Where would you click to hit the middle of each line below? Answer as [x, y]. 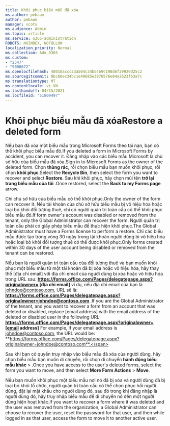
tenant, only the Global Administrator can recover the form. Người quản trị [82, 220]
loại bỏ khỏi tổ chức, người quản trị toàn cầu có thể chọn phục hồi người [81, 386]
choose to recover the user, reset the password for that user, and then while [85, 413]
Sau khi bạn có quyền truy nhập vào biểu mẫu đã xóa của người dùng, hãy [83, 354]
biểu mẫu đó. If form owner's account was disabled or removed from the [81, 215]
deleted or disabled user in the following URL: [53, 317]
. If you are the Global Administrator [127, 301]
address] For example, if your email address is [68, 328]
